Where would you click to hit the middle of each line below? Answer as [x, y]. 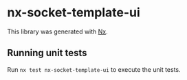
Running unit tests [47, 53]
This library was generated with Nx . [57, 31]
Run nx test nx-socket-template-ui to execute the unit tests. [94, 69]
